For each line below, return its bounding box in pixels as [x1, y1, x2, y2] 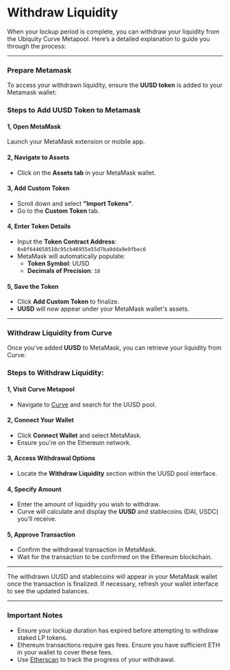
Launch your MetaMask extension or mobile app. [7, 138, 145, 146]
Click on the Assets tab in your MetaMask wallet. [16, 168, 156, 177]
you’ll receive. [16, 515, 57, 523]
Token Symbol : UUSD [27, 259, 90, 268]
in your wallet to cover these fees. [16, 648, 113, 656]
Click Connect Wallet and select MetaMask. [16, 431, 142, 439]
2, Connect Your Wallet [7, 416, 74, 424]
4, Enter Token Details [7, 222, 71, 231]
